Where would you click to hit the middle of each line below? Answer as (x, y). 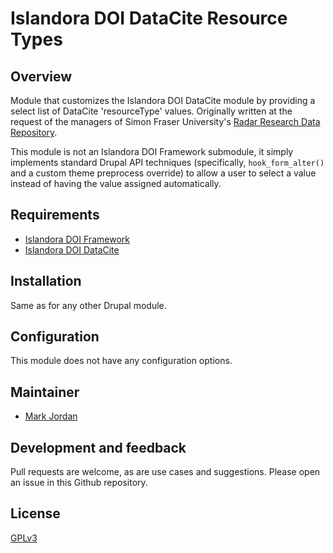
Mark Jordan (51, 416)
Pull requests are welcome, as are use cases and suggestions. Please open (165, 472)
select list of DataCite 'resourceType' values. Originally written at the (151, 111)
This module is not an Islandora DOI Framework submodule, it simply (152, 151)
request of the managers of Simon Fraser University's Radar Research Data (165, 121)
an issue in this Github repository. (79, 483)
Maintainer (45, 392)
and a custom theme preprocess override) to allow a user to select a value (163, 173)
